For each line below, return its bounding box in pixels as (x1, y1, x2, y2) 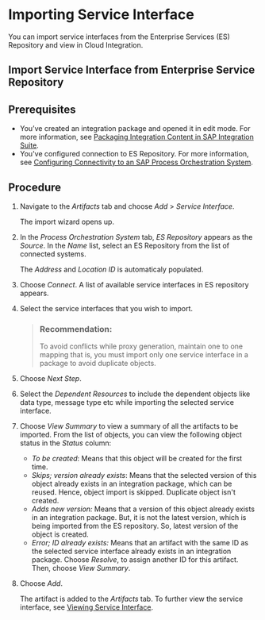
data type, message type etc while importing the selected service (19, 398, 234, 407)
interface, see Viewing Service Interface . (19, 603, 153, 612)
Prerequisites (8, 102, 76, 116)
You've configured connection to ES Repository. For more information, (19, 149, 249, 159)
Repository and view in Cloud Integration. (8, 40, 144, 49)
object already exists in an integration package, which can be (31, 479, 232, 489)
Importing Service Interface (8, 6, 194, 24)
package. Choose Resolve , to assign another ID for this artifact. (31, 555, 239, 564)
